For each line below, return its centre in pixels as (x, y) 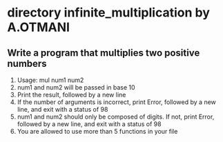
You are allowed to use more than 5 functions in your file (97, 131)
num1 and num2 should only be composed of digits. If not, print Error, (116, 116)
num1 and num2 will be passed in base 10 (76, 87)
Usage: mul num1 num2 (50, 80)
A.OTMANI (39, 27)
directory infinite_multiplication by (109, 13)
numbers (27, 63)
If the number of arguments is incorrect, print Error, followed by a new (116, 102)
